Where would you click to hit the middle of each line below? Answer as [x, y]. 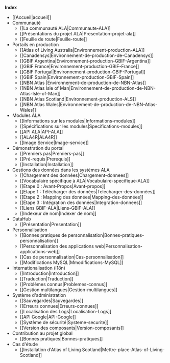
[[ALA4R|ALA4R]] [38, 137]
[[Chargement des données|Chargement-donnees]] [74, 175]
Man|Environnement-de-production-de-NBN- [108, 88]
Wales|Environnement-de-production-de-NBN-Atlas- [102, 104]
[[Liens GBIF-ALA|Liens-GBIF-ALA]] [57, 208]
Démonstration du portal [38, 148]
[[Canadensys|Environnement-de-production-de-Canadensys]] [87, 55]
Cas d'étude [25, 344]
